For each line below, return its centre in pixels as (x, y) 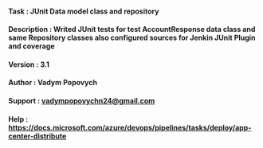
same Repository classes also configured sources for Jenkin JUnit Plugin (132, 38)
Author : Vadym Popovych (53, 83)
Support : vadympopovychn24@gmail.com (82, 100)
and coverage (31, 46)
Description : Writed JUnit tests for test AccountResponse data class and (132, 29)
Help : (18, 119)
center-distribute (37, 136)
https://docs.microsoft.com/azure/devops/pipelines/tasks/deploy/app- (130, 127)
